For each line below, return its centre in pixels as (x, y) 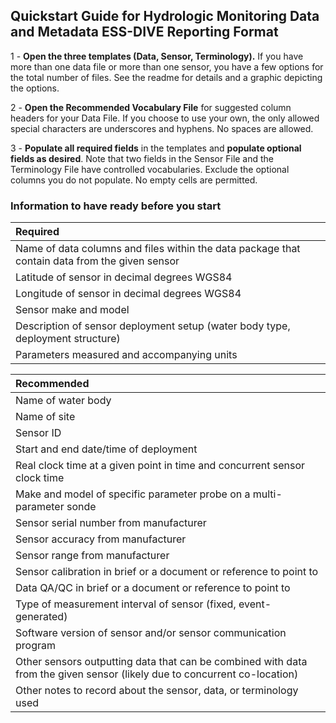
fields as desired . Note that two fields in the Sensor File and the (142, 158)
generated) (41, 617)
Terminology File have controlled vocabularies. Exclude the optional (150, 169)
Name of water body (63, 401)
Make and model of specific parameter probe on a (133, 494)
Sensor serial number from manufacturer (111, 523)
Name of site (45, 417)
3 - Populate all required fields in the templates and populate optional (156, 148)
